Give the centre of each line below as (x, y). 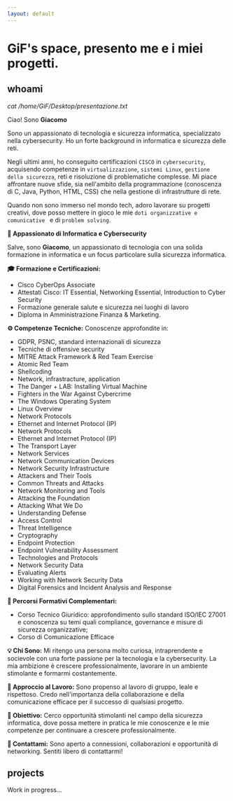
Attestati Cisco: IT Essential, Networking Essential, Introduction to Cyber (121, 292)
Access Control (40, 520)
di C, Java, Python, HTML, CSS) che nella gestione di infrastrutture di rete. (114, 191)
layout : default (31, 14)
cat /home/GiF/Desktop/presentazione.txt (68, 106)
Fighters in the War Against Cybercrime (74, 394)
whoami (25, 89)
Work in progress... (35, 790)
